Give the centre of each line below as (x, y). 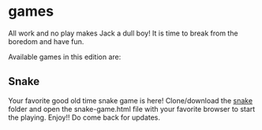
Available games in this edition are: (65, 57)
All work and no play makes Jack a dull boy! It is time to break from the (123, 33)
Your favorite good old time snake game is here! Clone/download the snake (131, 100)
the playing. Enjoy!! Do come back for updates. (84, 117)
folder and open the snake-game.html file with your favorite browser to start (132, 109)
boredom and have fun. (46, 41)
